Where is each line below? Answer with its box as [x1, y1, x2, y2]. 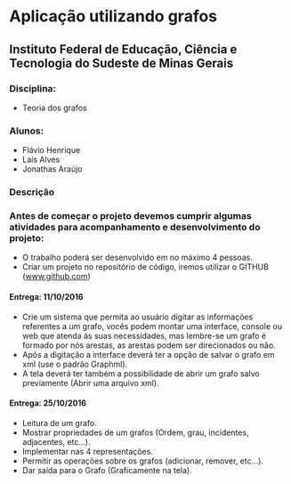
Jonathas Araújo [21, 164, 83, 174]
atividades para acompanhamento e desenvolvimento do [9, 221, 261, 233]
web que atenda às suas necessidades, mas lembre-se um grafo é [21, 330, 267, 341]
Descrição [9, 186, 55, 198]
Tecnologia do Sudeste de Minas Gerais [9, 55, 234, 70]
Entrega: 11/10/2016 [9, 291, 84, 302]
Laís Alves [21, 154, 61, 165]
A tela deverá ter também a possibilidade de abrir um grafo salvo [21, 367, 260, 379]
